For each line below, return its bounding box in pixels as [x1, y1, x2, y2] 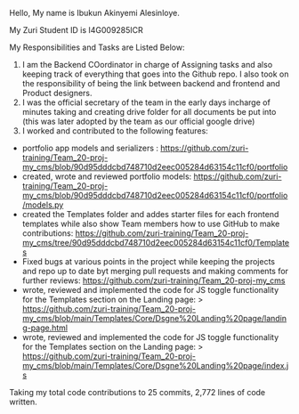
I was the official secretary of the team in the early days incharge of [21, 97, 271, 108]
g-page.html [21, 322, 69, 333]
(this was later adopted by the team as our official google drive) [21, 116, 255, 126]
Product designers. [21, 88, 93, 98]
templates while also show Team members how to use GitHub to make [21, 218, 280, 229]
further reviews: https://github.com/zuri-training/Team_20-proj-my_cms [21, 275, 286, 286]
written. [9, 396, 37, 407]
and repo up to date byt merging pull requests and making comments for [21, 266, 289, 276]
